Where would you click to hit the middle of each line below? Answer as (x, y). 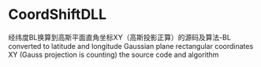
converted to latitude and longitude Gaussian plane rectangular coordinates (131, 46)
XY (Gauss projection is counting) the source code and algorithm (114, 54)
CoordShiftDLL (58, 15)
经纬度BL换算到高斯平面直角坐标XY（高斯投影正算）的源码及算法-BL (119, 37)
